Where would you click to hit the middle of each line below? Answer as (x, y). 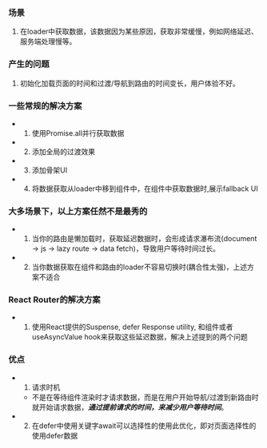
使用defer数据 (55, 435)
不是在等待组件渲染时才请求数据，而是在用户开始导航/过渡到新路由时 (145, 397)
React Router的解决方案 (55, 299)
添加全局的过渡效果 (64, 151)
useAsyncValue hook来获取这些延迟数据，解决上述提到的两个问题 (139, 337)
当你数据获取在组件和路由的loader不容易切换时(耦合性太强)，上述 (139, 267)
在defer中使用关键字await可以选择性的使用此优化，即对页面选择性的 (144, 426)
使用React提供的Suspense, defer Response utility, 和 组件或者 (132, 327)
